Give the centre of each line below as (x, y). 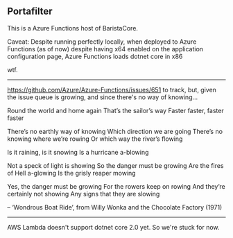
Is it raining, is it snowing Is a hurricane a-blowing (78, 152)
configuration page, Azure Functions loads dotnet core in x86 (95, 56)
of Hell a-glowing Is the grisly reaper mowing (72, 173)
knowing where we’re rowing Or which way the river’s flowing (95, 139)
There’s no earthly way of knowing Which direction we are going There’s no (115, 131)
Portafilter (30, 11)
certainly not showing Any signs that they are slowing (84, 194)
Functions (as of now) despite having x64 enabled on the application (105, 49)
